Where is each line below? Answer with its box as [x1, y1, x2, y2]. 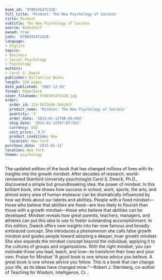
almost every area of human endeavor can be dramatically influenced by [5, 191, 150, 198]
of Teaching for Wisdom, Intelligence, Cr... [5, 269, 89, 275]
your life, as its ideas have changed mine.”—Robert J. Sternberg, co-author [5, 264, 155, 270]
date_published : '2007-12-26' [5, 84, 66, 89]
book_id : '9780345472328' [5, 7, 57, 12]
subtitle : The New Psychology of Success [5, 20, 90, 26]
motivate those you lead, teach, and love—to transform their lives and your [5, 248, 154, 254]
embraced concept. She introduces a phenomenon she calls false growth [5, 228, 152, 234]
